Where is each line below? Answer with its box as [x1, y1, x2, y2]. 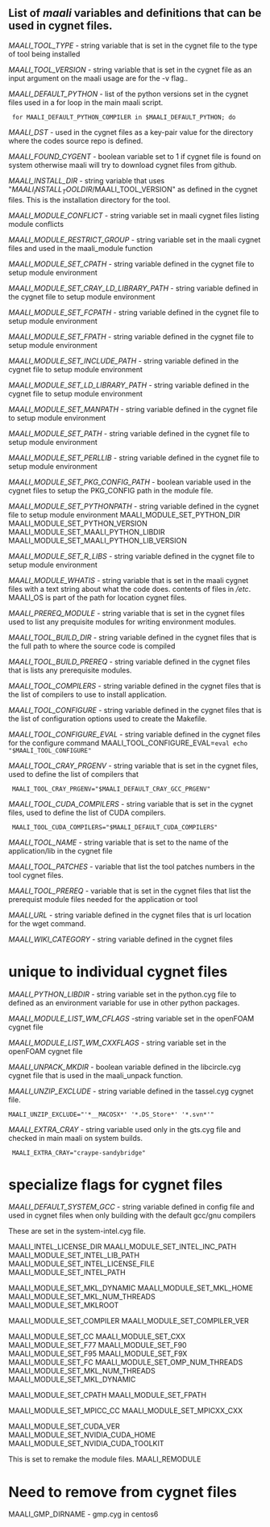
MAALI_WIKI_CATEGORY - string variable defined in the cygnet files [8, 934, 234, 944]
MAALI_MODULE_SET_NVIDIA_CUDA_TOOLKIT [8, 1439, 164, 1449]
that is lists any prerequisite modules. [8, 665, 132, 675]
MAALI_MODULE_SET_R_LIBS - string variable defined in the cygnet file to [8, 551, 255, 560]
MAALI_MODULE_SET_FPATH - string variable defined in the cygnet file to [8, 331, 254, 342]
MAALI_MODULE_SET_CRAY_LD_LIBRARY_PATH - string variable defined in [8, 283, 259, 293]
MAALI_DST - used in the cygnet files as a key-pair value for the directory [8, 127, 254, 136]
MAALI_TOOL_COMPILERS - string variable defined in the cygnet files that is [8, 681, 262, 690]
